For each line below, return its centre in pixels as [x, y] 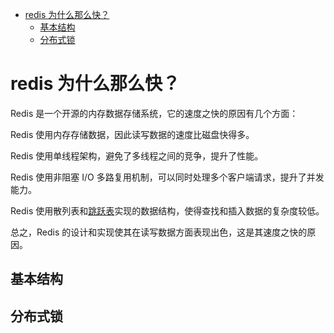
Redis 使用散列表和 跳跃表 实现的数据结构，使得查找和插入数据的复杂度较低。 [167, 210]
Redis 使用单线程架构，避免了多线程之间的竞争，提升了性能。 [137, 155]
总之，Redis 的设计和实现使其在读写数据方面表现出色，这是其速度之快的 [159, 232]
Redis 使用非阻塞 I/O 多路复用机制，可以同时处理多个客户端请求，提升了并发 [167, 177]
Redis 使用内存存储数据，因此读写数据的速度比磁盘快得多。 [132, 134]
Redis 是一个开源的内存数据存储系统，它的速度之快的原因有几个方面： [154, 113]
